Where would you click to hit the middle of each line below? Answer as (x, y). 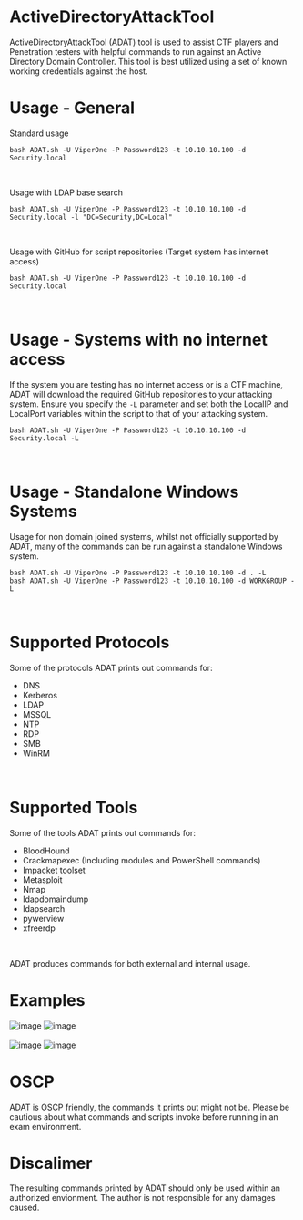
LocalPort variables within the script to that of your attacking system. (139, 413)
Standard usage (40, 133)
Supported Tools (74, 807)
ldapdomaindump (56, 899)
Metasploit (42, 879)
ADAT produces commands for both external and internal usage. (130, 963)
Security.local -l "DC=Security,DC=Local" (91, 217)
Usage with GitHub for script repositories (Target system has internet (139, 252)
